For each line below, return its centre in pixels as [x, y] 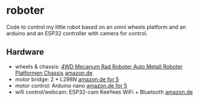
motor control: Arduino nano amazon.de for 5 [71, 85]
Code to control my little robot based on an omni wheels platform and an [96, 27]
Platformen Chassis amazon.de [54, 73]
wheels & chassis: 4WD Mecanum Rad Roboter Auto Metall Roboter [99, 66]
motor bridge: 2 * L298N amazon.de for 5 [67, 79]
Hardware [25, 52]
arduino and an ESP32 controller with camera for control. [77, 33]
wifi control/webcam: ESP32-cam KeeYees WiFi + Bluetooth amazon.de [104, 92]
